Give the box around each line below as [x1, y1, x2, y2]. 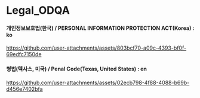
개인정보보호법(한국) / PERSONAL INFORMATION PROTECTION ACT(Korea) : [6, 24, 195, 32]
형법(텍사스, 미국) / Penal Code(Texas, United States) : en [6, 65, 147, 72]
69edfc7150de [6, 51, 42, 58]
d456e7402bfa [6, 85, 43, 93]
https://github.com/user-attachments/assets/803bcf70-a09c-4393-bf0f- [6, 44, 187, 51]
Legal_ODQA [6, 4, 70, 17]
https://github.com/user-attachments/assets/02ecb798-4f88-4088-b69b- [6, 79, 190, 86]
